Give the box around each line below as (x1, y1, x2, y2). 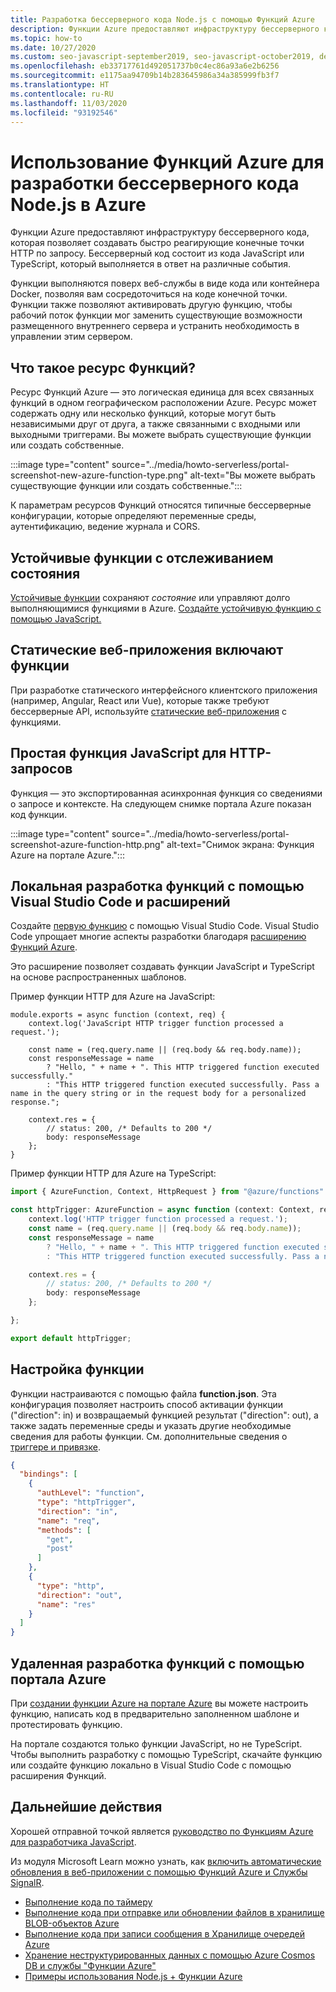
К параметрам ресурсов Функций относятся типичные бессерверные (10, 499, 312, 511)
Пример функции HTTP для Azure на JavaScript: (10, 991, 216, 1003)
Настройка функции (10, 1361, 145, 1378)
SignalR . (10, 1876, 45, 1888)
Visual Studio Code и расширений (10, 893, 231, 910)
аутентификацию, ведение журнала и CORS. (10, 521, 201, 533)
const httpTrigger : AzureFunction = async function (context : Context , (10, 1205, 315, 1215)
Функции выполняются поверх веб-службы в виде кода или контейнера (10, 277, 320, 290)
